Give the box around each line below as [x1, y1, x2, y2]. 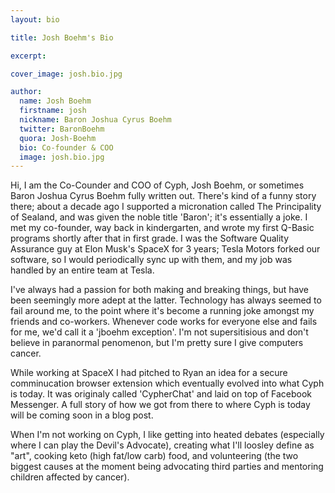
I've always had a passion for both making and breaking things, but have [10, 284, 309, 296]
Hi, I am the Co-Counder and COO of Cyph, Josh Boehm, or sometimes [10, 179, 305, 191]
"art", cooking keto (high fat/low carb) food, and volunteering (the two [10, 450, 299, 462]
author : [10, 87, 43, 97]
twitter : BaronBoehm [19, 124, 105, 134]
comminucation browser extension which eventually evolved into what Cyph [10, 377, 325, 390]
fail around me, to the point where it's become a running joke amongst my [10, 305, 315, 317]
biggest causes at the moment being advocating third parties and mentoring [10, 461, 324, 473]
